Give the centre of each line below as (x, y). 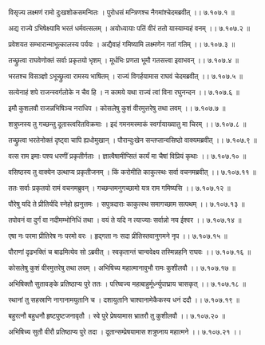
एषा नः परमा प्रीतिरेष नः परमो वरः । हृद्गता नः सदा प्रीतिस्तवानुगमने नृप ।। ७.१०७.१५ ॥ (118, 236)
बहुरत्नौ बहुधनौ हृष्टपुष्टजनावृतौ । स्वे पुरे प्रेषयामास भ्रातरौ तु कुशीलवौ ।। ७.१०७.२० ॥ (117, 316)
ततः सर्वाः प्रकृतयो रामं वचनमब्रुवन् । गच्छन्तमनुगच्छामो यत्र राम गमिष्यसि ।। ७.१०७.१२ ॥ (120, 188)
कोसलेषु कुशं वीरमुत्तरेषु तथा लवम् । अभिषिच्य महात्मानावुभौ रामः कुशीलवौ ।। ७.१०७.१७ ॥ (122, 268)
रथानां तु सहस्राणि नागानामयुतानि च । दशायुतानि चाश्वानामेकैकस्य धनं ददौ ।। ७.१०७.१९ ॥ (124, 300)
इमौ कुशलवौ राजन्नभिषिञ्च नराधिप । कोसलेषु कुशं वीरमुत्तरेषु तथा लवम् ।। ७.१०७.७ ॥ (117, 108)
